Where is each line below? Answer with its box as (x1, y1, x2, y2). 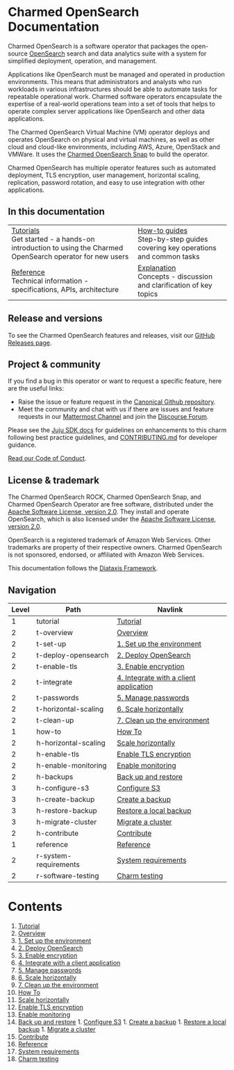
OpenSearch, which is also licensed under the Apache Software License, (8, 515, 217, 523)
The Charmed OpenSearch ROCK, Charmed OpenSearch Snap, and (8, 493, 201, 501)
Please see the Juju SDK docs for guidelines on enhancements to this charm (8, 426, 227, 434)
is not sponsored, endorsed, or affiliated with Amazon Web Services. (8, 550, 205, 559)
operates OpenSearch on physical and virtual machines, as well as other (8, 135, 215, 143)
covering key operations (137, 242, 217, 252)
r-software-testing (36, 871, 99, 880)
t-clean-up (36, 716, 74, 725)
